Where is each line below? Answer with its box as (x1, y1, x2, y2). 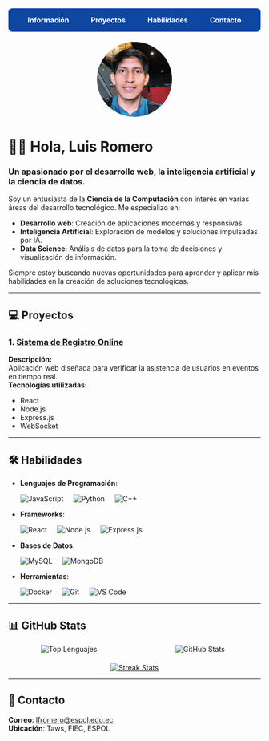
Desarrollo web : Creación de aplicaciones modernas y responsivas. (19, 218, 244, 228)
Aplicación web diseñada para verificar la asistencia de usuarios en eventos (8, 363, 259, 373)
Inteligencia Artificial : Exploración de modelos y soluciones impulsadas (19, 227, 258, 237)
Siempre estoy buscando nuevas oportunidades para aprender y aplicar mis (8, 268, 259, 277)
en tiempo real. (8, 372, 58, 382)
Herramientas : (19, 571, 70, 581)
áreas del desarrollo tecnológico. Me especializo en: (8, 203, 181, 213)
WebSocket (19, 421, 58, 431)
